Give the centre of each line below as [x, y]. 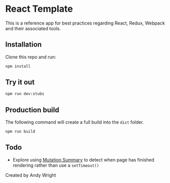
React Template [39, 9]
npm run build [20, 132]
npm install [18, 66]
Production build [32, 110]
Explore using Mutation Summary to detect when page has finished [83, 159]
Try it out [20, 82]
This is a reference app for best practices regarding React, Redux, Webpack [85, 23]
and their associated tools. [33, 28]
